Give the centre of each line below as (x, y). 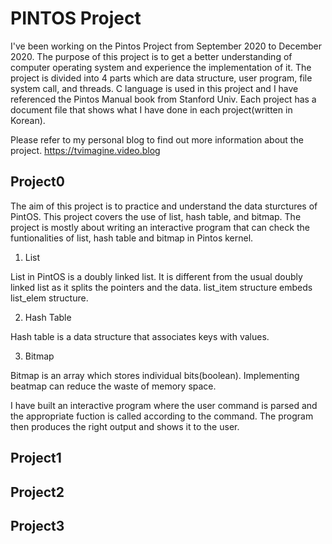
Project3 (37, 525)
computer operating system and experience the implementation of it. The (161, 67)
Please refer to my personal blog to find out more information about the (157, 139)
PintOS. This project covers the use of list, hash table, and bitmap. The (156, 216)
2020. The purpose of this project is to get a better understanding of (151, 56)
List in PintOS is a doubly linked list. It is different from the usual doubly (156, 276)
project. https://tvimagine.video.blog (85, 150)
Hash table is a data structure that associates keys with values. (140, 336)
